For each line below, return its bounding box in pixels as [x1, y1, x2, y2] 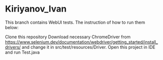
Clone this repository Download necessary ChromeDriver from [5, 34, 131, 40]
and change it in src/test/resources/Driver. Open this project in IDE [21, 44, 156, 50]
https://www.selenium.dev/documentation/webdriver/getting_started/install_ [5, 39, 158, 45]
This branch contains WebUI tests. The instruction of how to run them [5, 19, 145, 25]
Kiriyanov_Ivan [5, 3, 67, 15]
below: [5, 24, 19, 30]
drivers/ [5, 44, 21, 50]
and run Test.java [5, 49, 40, 55]
